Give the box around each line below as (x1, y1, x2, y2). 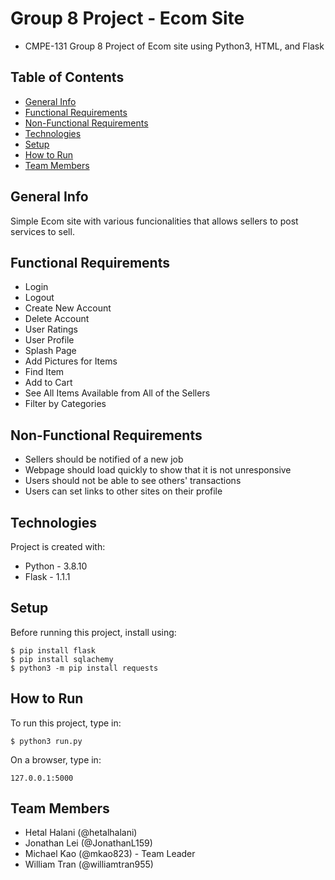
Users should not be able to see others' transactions (24, 475, 242, 487)
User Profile (24, 334, 75, 346)
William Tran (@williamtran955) (24, 858, 154, 871)
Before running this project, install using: (10, 626, 177, 638)
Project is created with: (10, 541, 106, 552)
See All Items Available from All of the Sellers (24, 387, 211, 399)
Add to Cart (24, 377, 73, 389)
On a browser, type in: (10, 753, 102, 766)
